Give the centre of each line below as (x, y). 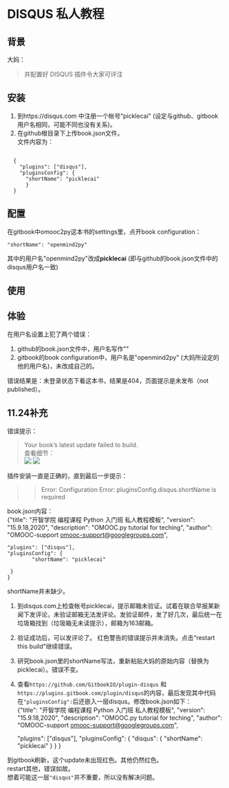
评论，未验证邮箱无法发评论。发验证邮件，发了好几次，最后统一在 (129, 614)
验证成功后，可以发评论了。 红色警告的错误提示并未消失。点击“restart (116, 637)
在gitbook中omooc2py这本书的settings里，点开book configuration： (104, 231)
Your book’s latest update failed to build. (81, 444)
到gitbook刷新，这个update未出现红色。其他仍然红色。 (85, 760)
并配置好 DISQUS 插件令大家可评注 (73, 74)
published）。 (26, 389)
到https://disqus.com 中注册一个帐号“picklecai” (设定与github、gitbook (118, 116)
